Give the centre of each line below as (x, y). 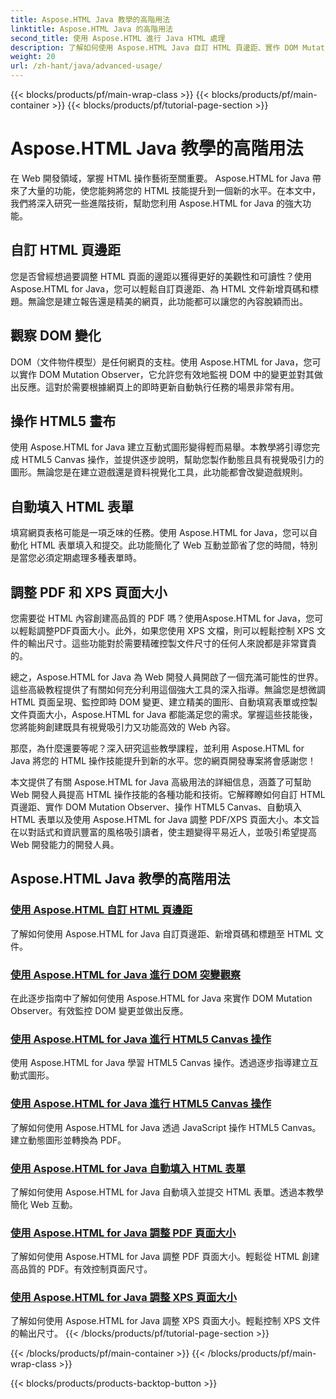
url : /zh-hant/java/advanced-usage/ (86, 66)
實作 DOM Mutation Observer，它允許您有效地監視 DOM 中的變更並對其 (166, 374)
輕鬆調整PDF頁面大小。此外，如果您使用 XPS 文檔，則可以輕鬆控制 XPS (166, 630)
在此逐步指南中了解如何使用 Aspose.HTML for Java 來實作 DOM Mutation (161, 998)
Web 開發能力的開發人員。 (65, 844)
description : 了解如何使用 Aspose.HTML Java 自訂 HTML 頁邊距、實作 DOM (154, 47)
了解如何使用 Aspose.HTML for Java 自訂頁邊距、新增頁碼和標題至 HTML (161, 933)
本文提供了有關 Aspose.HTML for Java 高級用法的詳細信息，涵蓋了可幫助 (161, 782)
